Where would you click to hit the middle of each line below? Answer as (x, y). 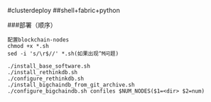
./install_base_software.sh (49, 66)
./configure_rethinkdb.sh (45, 78)
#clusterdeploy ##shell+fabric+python (64, 10)
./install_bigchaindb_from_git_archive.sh (71, 85)
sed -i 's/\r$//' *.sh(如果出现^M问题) (63, 53)
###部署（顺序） (32, 25)
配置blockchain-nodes (38, 40)
